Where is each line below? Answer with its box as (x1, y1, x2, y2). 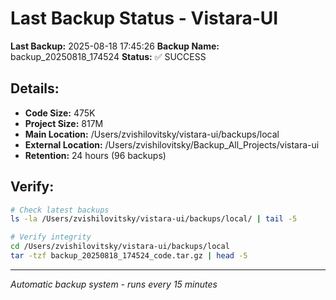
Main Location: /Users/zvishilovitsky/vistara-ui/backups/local (24, 128, 280, 140)
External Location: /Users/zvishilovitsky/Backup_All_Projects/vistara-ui (24, 138, 320, 151)
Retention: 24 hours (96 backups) (24, 149, 167, 161)
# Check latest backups (10, 205, 110, 215)
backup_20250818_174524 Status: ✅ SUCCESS (10, 50, 207, 62)
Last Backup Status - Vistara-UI (10, 7, 279, 30)
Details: (10, 80, 60, 97)
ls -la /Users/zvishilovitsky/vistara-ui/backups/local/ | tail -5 (10, 214, 298, 224)
